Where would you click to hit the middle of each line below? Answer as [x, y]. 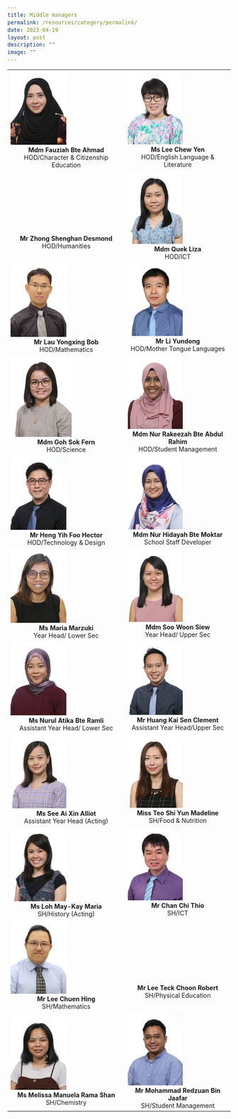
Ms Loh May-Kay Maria [67, 906]
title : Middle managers [42, 15]
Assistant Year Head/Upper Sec [178, 727]
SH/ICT [178, 913]
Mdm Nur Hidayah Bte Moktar [178, 534]
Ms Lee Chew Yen [178, 149]
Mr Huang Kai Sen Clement [178, 720]
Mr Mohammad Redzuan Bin [178, 1091]
